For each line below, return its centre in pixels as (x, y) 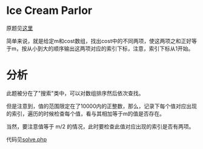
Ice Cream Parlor (49, 11)
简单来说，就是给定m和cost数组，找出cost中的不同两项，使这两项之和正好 (99, 41)
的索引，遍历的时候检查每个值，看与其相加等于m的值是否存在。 (86, 113)
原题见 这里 (20, 28)
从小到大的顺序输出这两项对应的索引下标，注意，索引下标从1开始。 (110, 48)
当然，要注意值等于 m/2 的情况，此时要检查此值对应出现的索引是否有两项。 (100, 126)
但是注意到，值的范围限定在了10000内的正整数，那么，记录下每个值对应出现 (102, 106)
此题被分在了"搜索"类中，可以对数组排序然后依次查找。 (75, 93)
